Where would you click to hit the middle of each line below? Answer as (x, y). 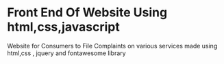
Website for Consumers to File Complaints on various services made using (112, 46)
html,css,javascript (63, 27)
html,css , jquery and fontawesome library (66, 53)
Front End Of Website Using (87, 13)
